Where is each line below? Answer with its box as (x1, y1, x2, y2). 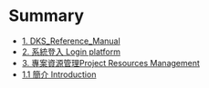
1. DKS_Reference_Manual (21, 35, 120, 46)
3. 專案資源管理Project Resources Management (21, 57, 200, 68)
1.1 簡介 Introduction (21, 69, 97, 80)
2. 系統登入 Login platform (21, 46, 120, 57)
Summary (8, 5, 84, 26)
